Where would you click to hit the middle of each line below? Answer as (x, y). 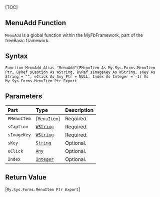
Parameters (24, 96)
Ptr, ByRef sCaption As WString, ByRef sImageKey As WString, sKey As (80, 72)
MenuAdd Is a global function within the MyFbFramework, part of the (74, 35)
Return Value (26, 177)
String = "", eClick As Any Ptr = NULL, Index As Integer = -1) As (77, 76)
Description (79, 110)
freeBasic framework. (27, 40)
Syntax (16, 56)
